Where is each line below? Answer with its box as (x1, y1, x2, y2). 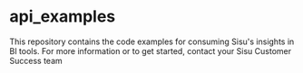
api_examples (9, 6, 116, 27)
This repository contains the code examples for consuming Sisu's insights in (9, 36, 295, 47)
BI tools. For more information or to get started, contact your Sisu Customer (9, 45, 292, 56)
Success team (9, 55, 64, 66)
